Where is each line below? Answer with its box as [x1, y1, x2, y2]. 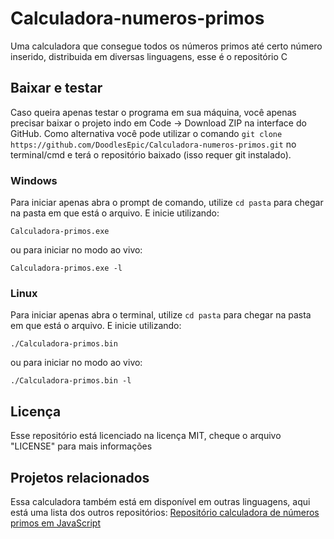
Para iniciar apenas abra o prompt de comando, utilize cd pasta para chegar [10, 197, 324, 209]
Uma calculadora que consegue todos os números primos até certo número [10, 40, 323, 52]
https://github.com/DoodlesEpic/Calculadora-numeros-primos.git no [10, 138, 297, 150]
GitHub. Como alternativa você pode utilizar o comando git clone [10, 127, 283, 139]
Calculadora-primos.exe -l [10, 263, 123, 274]
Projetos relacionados [10, 469, 150, 486]
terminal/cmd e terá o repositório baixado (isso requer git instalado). [10, 148, 292, 161]
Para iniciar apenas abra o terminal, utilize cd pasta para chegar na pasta [10, 309, 312, 321]
